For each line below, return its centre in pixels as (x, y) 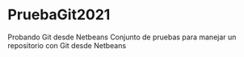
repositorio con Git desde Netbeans (67, 45)
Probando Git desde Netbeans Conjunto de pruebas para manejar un (122, 37)
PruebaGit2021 (59, 15)
